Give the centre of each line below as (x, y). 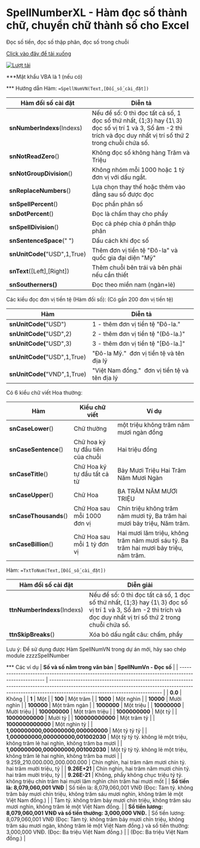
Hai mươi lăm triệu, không (153, 533)
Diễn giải (140, 585)
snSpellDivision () (34, 227)
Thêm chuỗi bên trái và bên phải (137, 267)
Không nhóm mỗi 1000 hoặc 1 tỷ (138, 169)
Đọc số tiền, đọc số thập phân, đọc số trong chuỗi (68, 42)
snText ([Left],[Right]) (39, 271)
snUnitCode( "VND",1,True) (48, 374)
